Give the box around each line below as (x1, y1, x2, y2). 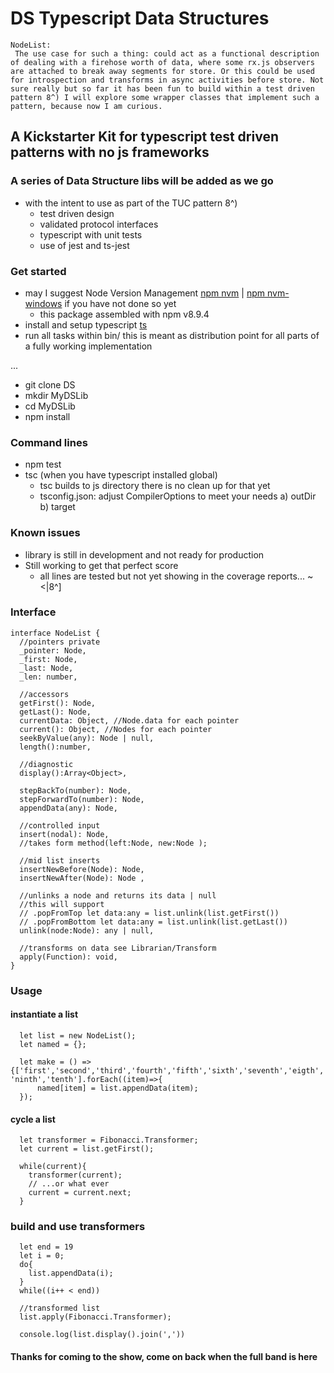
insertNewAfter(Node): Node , (19, 873, 145, 883)
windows (24, 297, 63, 309)
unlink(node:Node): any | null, (19, 925, 155, 936)
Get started (10, 264, 67, 278)
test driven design (39, 207, 115, 219)
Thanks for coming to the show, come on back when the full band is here (10, 1351, 318, 1363)
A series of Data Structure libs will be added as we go (10, 174, 274, 188)
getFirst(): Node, (19, 698, 97, 708)
